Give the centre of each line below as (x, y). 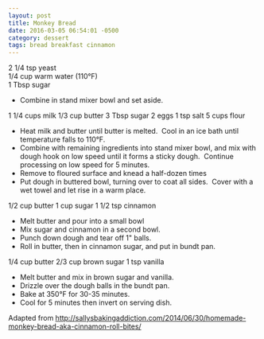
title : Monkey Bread (43, 23)
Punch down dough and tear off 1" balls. (85, 238)
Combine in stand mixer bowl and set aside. (91, 100)
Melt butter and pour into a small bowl (82, 221)
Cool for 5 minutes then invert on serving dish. (96, 302)
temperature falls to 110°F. (62, 139)
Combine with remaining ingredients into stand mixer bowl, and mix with (138, 148)
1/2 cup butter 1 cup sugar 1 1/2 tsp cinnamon (82, 206)
